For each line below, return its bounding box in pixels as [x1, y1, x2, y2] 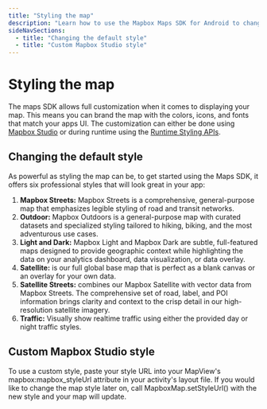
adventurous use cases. [19, 228, 99, 239]
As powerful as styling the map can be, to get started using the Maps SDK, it [8, 171, 258, 181]
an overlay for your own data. [19, 271, 117, 281]
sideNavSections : [8, 26, 66, 34]
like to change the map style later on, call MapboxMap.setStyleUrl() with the [8, 383, 257, 392]
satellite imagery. [54, 305, 110, 314]
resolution [19, 305, 53, 314]
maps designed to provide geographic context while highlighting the [19, 246, 244, 255]
